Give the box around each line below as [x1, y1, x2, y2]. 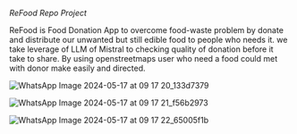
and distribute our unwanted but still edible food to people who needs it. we [9, 35, 288, 45]
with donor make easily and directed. [9, 63, 146, 73]
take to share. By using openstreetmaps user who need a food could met [9, 54, 278, 63]
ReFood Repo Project [9, 8, 88, 18]
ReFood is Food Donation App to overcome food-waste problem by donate [9, 25, 284, 35]
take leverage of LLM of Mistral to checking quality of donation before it [9, 44, 275, 54]
